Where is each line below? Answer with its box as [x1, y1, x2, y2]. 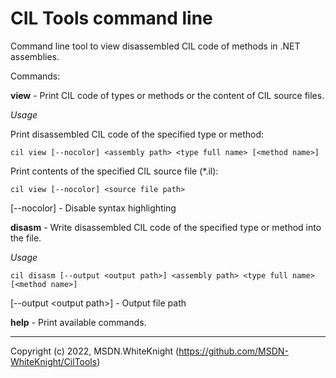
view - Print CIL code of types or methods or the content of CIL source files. [10, 89, 325, 101]
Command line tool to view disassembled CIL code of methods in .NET [10, 40, 301, 52]
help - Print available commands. [10, 316, 147, 328]
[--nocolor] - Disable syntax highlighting [10, 202, 177, 214]
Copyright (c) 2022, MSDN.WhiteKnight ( [10, 345, 180, 357]
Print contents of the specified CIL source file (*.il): [10, 165, 219, 177]
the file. [10, 232, 42, 244]
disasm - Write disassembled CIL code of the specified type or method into [10, 221, 322, 233]
